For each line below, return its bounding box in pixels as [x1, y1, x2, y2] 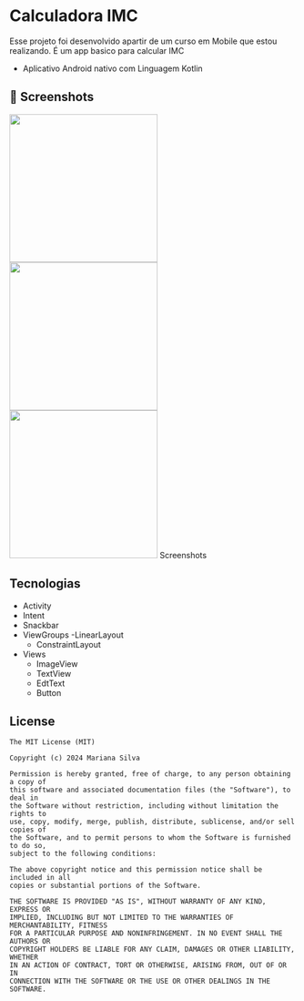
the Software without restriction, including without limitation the [9, 802, 279, 811]
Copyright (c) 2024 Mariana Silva [9, 753, 141, 763]
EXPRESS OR [9, 905, 51, 914]
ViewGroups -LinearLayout [22, 629, 125, 640]
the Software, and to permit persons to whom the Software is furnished [9, 833, 291, 843]
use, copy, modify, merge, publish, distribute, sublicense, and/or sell [9, 817, 296, 827]
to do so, [9, 842, 47, 851]
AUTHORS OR [9, 937, 51, 946]
